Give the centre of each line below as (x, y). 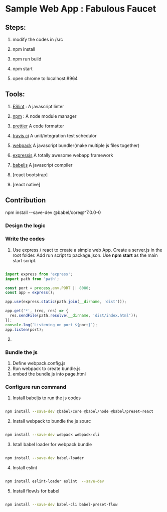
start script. (24, 260)
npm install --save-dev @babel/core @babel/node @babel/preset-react (79, 412)
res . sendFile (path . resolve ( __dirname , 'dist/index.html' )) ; (74, 316)
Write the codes (25, 239)
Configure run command (36, 387)
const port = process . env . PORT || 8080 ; (48, 288)
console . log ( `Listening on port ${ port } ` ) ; (51, 325)
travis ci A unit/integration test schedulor (54, 135)
